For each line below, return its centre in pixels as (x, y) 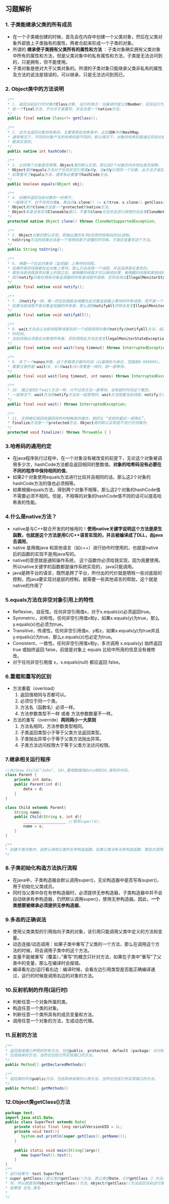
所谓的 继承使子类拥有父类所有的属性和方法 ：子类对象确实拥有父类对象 (87, 49)
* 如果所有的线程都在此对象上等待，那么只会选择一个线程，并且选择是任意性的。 (79, 268)
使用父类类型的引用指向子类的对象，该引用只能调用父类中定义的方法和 (85, 932)
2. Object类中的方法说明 (35, 89)
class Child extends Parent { (36, 807)
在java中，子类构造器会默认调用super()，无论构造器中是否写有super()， (87, 880)
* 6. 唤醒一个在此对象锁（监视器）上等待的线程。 (52, 263)
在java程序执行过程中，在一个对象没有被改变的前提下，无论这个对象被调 (87, 458)
